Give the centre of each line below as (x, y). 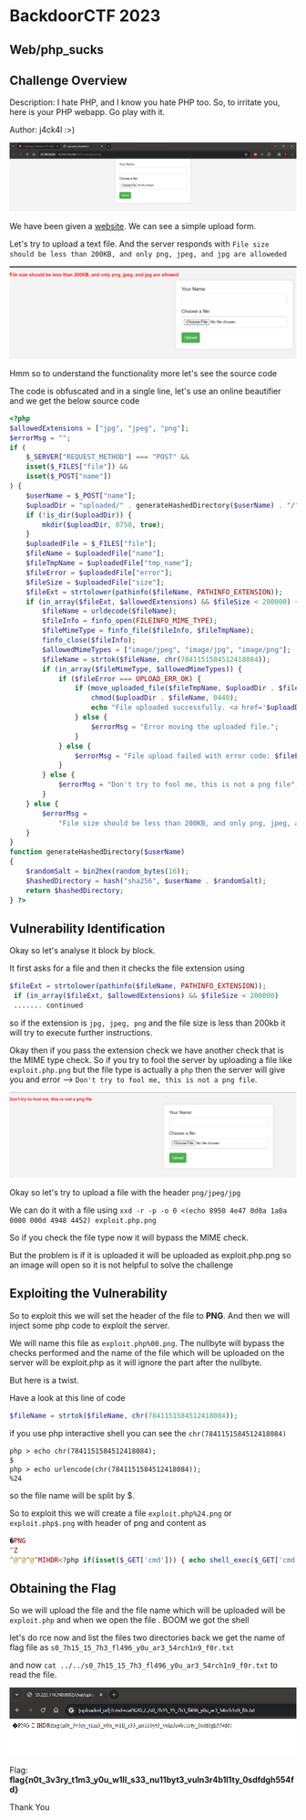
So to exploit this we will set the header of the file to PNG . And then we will (149, 1315)
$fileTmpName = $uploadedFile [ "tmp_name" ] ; (110, 563)
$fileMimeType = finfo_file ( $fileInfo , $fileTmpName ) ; (148, 631)
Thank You (30, 1807)
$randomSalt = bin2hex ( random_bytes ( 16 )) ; (107, 872)
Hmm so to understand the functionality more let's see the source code (143, 373)
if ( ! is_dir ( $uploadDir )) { (79, 515)
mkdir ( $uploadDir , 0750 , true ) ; (104, 525)
